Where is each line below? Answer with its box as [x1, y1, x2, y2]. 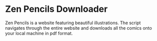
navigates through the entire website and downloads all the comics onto [5, 25, 152, 31]
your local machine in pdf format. [5, 30, 73, 36]
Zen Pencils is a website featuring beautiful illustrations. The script [5, 20, 141, 26]
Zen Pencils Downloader [5, 3, 108, 15]
